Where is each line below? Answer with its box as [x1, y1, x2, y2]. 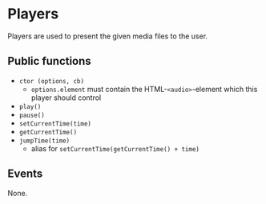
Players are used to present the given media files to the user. [7, 31, 208, 41]
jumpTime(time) [18, 137, 71, 145]
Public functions [7, 54, 91, 68]
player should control [30, 93, 102, 102]
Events [7, 167, 43, 181]
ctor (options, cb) [18, 77, 85, 85]
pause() [18, 111, 45, 119]
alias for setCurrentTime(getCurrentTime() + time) [30, 143, 200, 153]
